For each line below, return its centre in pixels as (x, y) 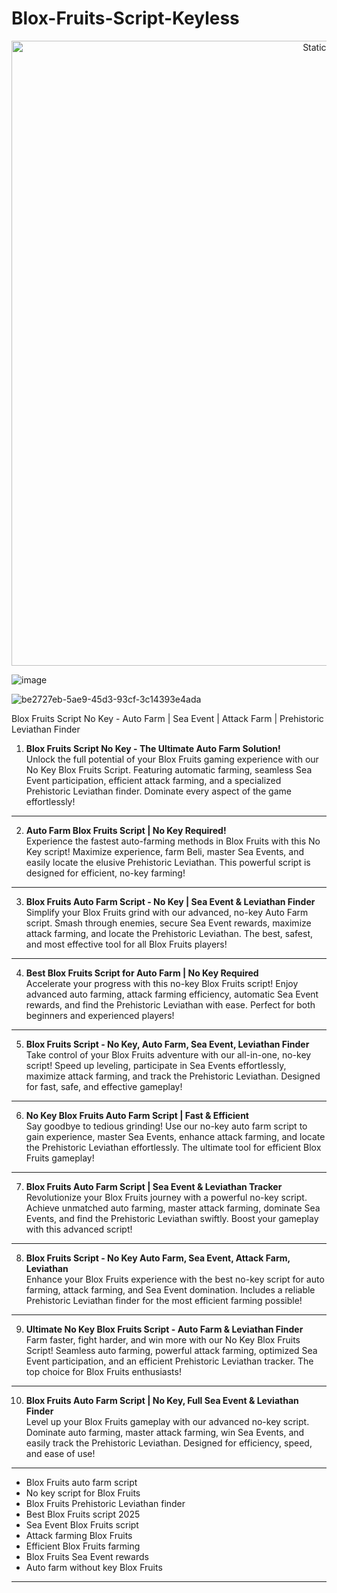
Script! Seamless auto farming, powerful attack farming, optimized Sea (171, 1350)
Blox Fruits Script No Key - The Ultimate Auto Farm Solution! (153, 748)
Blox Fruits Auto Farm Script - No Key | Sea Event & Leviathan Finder (170, 901)
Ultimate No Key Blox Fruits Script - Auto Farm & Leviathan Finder (164, 1329)
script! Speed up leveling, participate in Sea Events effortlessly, (156, 1065)
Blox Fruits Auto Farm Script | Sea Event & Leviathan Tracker (154, 1186)
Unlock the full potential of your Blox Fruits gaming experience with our (172, 759)
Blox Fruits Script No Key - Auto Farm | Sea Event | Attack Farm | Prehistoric (167, 718)
